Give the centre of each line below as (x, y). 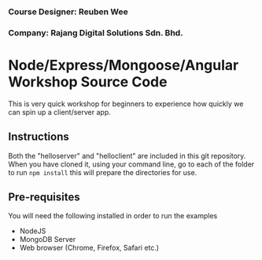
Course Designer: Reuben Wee (68, 12)
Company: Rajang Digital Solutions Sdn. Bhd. (96, 32)
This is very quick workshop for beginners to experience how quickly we (126, 104)
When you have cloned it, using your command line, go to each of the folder (131, 164)
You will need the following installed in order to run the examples (113, 216)
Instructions (39, 137)
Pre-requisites (44, 197)
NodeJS (33, 231)
